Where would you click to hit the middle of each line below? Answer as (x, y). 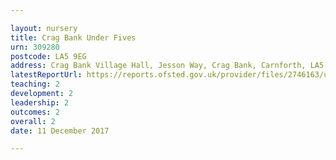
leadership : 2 (40, 102)
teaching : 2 (35, 84)
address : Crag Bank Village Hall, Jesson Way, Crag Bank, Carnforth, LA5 (167, 66)
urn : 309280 (35, 47)
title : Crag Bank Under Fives (73, 37)
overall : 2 (33, 121)
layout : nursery (44, 28)
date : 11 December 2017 (60, 131)
